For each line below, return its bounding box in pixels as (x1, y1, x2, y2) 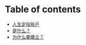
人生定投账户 (12, 21, 39, 27)
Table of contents (5, 4, 81, 15)
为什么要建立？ (12, 34, 44, 40)
